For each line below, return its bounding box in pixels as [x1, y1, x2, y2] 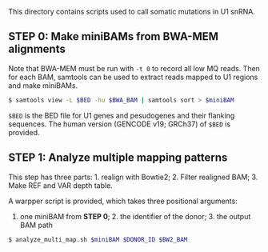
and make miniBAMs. [8, 80, 78, 90]
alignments [8, 42, 66, 56]
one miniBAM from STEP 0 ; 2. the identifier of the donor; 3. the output [19, 211, 251, 221]
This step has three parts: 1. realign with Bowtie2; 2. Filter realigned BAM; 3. [8, 172, 258, 182]
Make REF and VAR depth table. [8, 180, 114, 190]
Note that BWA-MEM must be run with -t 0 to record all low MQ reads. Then [8, 63, 260, 73]
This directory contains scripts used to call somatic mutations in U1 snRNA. [8, 7, 256, 16]
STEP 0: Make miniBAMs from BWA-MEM [8, 30, 218, 43]
